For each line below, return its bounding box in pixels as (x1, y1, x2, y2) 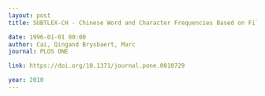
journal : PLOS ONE (8, 48, 69, 56)
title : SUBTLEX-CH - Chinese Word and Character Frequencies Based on (8, 19, 245, 27)
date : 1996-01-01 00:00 (8, 33, 87, 41)
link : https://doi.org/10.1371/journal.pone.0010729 (8, 62, 185, 70)
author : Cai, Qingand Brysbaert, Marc (8, 40, 136, 48)
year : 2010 (8, 76, 44, 84)
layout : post (8, 11, 51, 20)
